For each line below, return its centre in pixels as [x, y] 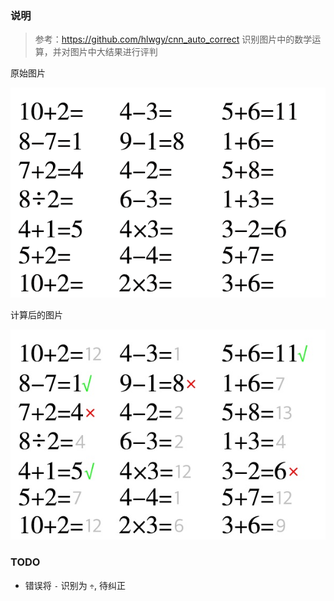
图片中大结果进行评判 [113, 52]
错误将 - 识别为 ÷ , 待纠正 [75, 585]
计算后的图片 [36, 315]
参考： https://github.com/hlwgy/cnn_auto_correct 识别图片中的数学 [173, 39]
